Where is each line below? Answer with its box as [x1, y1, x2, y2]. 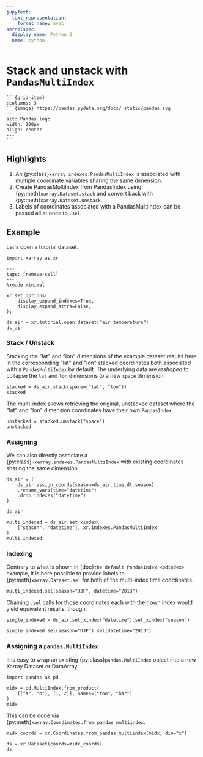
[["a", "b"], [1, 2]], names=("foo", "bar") [17, 690, 133, 696]
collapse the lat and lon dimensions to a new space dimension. [6, 372, 166, 379]
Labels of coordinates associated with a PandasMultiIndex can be [15, 202, 181, 210]
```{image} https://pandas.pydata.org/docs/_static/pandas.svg [6, 105, 171, 111]
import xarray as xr [6, 255, 59, 261]
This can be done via [6, 712, 59, 719]
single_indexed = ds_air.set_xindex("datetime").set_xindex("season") [6, 617, 190, 624]
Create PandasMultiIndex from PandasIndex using [15, 183, 142, 190]
